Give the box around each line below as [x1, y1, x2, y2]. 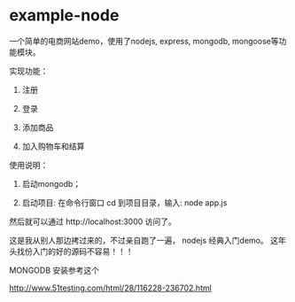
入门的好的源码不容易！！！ [32, 245, 134, 257]
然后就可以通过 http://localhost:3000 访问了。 [9, 216, 176, 227]
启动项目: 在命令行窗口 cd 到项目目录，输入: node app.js [21, 197, 228, 208]
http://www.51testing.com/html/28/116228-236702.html [9, 283, 213, 293]
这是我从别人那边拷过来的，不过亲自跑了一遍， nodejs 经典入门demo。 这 [9, 235, 279, 245]
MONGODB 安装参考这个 [9, 265, 100, 275]
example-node [9, 5, 120, 26]
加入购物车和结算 [21, 141, 85, 151]
